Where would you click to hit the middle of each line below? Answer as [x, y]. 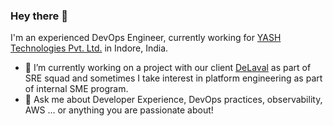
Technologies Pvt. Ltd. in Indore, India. [89, 48]
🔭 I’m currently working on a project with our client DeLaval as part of [168, 68]
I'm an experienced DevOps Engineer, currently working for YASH [146, 38]
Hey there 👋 [39, 16]
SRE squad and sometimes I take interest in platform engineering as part [173, 78]
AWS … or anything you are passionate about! [119, 110]
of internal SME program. [76, 89]
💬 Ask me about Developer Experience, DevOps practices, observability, [173, 100]
